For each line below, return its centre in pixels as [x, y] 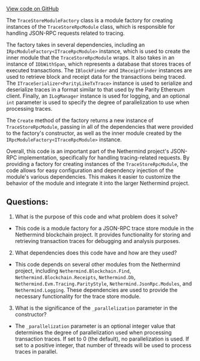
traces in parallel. [36, 351]
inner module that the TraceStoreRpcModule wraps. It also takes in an [90, 57]
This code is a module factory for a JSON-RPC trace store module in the [104, 228]
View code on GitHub [32, 9]
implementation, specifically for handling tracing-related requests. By [104, 158]
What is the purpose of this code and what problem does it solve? [96, 217]
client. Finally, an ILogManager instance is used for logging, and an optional [98, 96]
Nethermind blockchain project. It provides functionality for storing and [103, 235]
